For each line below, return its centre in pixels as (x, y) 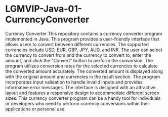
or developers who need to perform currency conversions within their (78, 103)
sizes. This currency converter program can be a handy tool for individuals (83, 98)
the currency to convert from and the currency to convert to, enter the (78, 55)
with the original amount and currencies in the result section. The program (83, 76)
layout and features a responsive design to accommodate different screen (82, 93)
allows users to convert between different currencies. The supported (77, 44)
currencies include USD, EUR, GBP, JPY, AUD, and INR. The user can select (84, 50)
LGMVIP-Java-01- (44, 9)
